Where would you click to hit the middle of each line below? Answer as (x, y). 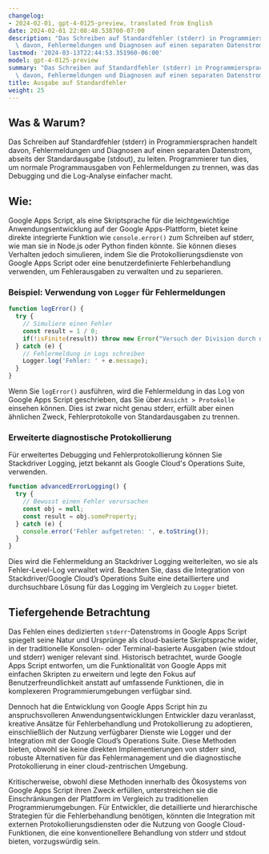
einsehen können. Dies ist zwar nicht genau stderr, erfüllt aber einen (121, 409)
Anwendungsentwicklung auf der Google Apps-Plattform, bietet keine (123, 229)
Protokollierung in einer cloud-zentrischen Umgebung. (98, 767)
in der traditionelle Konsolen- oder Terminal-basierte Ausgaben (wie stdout (132, 649)
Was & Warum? (47, 122)
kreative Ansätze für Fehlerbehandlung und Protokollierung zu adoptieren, (130, 724)
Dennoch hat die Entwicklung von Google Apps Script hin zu (108, 707)
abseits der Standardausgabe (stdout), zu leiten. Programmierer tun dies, (129, 159)
